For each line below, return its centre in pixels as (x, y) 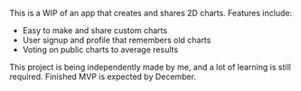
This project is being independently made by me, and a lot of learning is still (150, 67)
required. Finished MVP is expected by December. (103, 77)
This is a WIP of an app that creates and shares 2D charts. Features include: (150, 13)
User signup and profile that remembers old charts (117, 40)
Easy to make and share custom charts (95, 30)
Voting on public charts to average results (100, 50)
